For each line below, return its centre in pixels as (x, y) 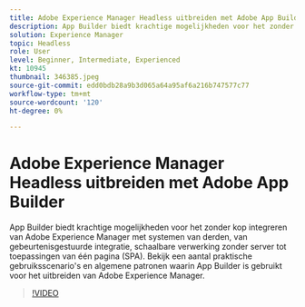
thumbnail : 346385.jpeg (54, 77)
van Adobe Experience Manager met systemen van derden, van (128, 237)
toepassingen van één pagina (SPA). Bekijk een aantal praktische (131, 256)
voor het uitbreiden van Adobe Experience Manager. (108, 276)
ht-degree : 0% (36, 111)
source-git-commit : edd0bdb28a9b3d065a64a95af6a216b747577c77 (129, 85)
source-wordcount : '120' (56, 102)
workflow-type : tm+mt (50, 94)
